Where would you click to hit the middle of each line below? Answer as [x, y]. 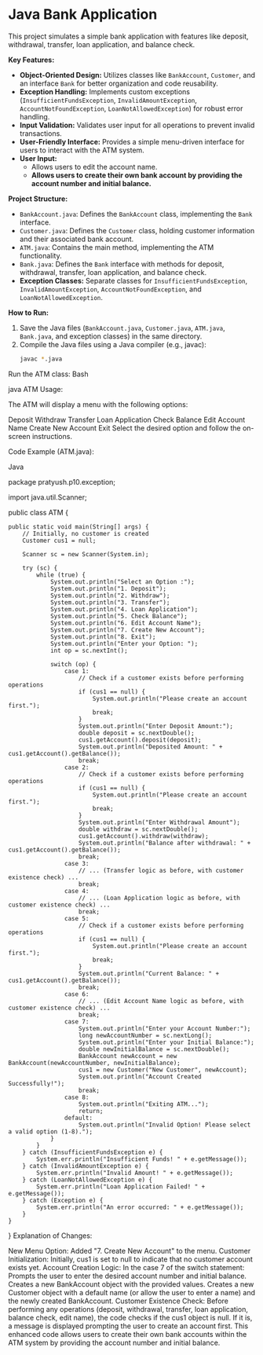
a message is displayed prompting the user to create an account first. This [128, 1326]
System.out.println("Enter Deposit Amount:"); [156, 726]
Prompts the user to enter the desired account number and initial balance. [128, 1276]
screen [20, 436]
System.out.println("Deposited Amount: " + [150, 747]
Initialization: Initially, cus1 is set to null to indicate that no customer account [130, 1259]
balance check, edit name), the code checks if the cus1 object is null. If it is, [130, 1317]
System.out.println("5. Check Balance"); [119, 616]
